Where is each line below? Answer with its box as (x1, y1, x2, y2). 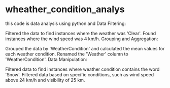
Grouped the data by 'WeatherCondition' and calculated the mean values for (5, 45, 165, 51)
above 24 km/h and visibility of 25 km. (5, 77, 85, 83)
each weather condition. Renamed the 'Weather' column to (5, 51, 128, 57)
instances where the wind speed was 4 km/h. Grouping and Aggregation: (5, 36, 158, 42)
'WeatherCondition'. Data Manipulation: (5, 56, 87, 62)
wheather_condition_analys (5, 4, 125, 15)
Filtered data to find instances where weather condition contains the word (5, 66, 160, 72)
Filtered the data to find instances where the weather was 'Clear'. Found (5, 30, 156, 36)
